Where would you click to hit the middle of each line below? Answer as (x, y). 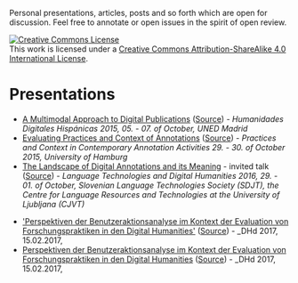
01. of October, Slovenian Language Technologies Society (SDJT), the (150, 185)
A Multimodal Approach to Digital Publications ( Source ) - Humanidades (153, 118)
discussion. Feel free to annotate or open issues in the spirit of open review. (148, 22)
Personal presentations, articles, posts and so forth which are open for (138, 13)
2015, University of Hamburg (75, 157)
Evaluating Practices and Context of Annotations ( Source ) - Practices (149, 138)
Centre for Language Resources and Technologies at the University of (151, 194)
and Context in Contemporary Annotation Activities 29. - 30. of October (153, 147)
